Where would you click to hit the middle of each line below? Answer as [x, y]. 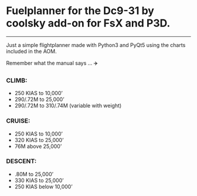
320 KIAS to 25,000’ [39, 140]
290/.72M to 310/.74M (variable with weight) [68, 106]
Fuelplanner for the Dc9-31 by [80, 11]
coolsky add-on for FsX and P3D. [88, 23]
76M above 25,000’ [38, 146]
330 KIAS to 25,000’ [39, 180]
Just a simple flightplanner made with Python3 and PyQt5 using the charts [96, 45]
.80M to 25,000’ [34, 174]
